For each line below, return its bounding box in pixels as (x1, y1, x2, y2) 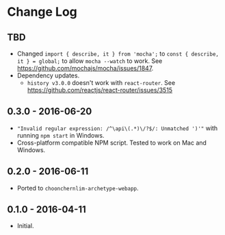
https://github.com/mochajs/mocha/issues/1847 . (16, 64, 154, 72)
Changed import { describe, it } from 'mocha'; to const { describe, (16, 49, 219, 58)
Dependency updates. (16, 71, 80, 79)
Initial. (16, 222, 34, 230)
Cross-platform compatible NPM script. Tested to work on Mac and (16, 138, 207, 147)
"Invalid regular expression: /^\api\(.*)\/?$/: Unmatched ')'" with (16, 124, 218, 132)
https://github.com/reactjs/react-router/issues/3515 (27, 86, 173, 94)
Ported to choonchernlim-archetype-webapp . (16, 184, 139, 192)
